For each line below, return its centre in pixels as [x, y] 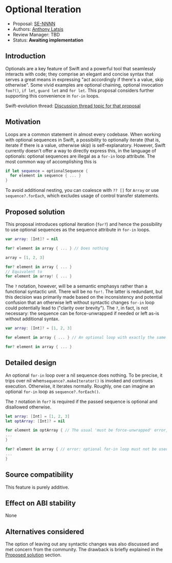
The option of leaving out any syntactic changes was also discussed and [82, 544]
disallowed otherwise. [28, 407]
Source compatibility [39, 475]
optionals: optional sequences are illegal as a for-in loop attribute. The [80, 156]
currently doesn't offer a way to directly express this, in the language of [81, 150]
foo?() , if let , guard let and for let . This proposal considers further [80, 90]
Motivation [23, 122]
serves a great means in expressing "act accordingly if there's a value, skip [84, 79]
